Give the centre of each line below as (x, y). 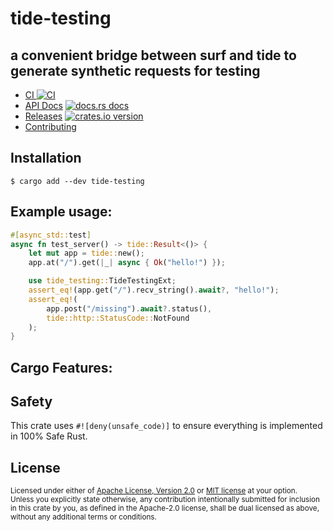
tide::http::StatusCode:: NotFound (118, 318)
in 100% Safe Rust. (49, 436)
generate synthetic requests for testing (135, 70)
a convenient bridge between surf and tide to (153, 55)
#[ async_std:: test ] (51, 235)
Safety (31, 402)
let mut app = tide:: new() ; (86, 253)
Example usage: (61, 212)
